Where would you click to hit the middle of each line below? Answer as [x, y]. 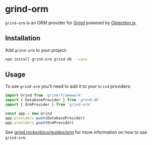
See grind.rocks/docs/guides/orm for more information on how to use [76, 132]
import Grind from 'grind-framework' [44, 95]
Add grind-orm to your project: [36, 50]
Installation [23, 38]
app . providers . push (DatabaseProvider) [45, 118]
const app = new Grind [28, 114]
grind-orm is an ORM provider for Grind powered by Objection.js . [71, 23]
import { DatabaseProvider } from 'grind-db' [53, 100]
